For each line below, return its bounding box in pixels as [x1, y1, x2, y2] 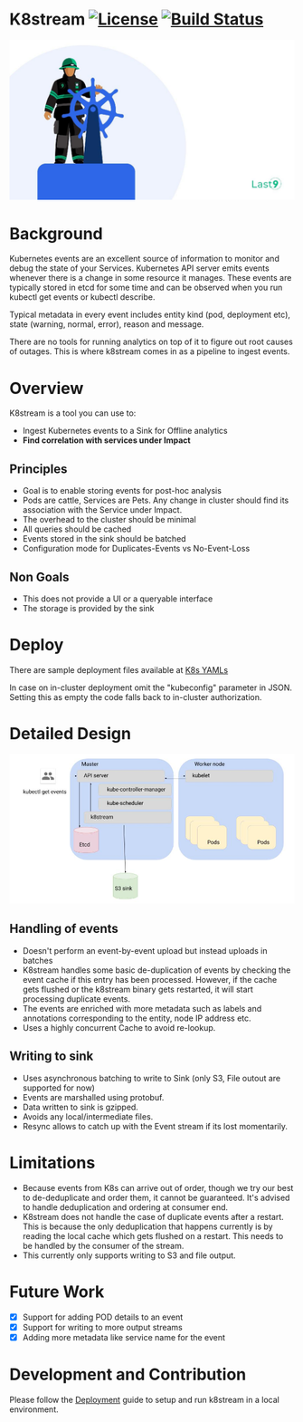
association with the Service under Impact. [22, 504, 183, 515]
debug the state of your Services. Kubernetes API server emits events [9, 263, 270, 274]
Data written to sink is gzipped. [22, 1101, 138, 1112]
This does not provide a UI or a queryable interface [22, 593, 213, 604]
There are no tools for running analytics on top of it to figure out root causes [9, 336, 294, 348]
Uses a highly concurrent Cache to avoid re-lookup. [22, 1022, 216, 1033]
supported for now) [22, 1082, 95, 1093]
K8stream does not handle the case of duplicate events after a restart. [22, 1211, 285, 1222]
